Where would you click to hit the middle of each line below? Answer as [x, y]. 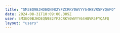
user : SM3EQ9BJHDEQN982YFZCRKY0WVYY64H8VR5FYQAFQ [57, 18]
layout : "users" [22, 23]
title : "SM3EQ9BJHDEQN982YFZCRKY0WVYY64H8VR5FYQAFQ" [60, 9]
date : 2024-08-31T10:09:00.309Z [38, 14]
